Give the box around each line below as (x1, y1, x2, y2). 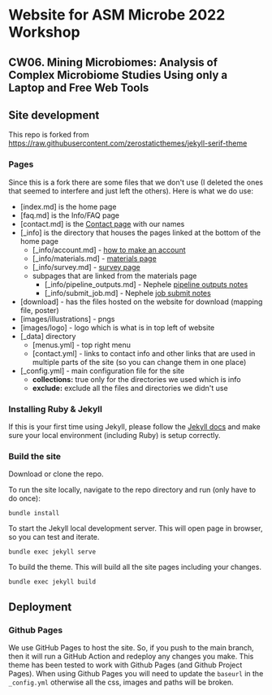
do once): (8, 493, 41, 503)
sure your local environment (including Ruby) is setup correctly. (8, 430, 221, 440)
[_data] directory (19, 331, 76, 341)
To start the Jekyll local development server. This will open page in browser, (8, 523, 263, 533)
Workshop (8, 23, 80, 41)
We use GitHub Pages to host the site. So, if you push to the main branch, (8, 642, 254, 652)
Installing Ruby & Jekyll (8, 403, 103, 415)
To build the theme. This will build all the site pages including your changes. (8, 563, 262, 572)
